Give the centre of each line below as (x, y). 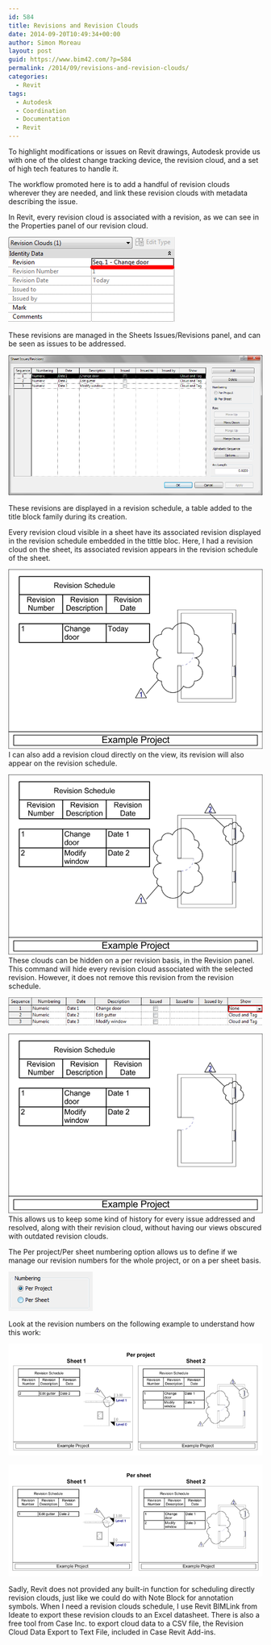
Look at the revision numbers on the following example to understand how (132, 1324)
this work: (25, 1333)
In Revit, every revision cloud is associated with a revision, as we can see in (134, 217)
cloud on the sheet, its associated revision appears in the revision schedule (133, 549)
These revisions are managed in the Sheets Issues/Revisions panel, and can (134, 335)
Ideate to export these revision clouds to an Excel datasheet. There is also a (134, 1614)
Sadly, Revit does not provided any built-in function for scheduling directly (132, 1589)
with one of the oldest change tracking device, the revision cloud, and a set (133, 160)
